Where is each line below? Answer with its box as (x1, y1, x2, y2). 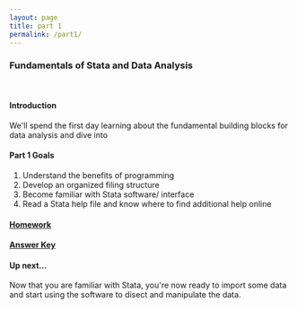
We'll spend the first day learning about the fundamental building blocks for (9, 120, 289, 131)
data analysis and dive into (9, 129, 109, 140)
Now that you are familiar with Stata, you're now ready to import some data (9, 279, 287, 291)
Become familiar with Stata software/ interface (22, 189, 195, 200)
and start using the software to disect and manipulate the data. (9, 289, 241, 300)
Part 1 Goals (9, 150, 55, 161)
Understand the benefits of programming (22, 170, 175, 181)
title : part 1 (9, 21, 63, 30)
